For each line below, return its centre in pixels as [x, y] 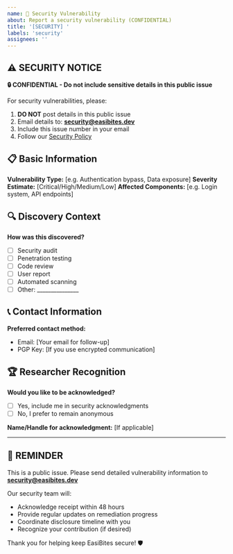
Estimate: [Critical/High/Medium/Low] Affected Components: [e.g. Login [112, 186]
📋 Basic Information [52, 159]
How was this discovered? [46, 237]
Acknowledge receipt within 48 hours [71, 507]
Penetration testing [44, 258]
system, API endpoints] [41, 194]
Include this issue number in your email [73, 128]
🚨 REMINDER [35, 456]
